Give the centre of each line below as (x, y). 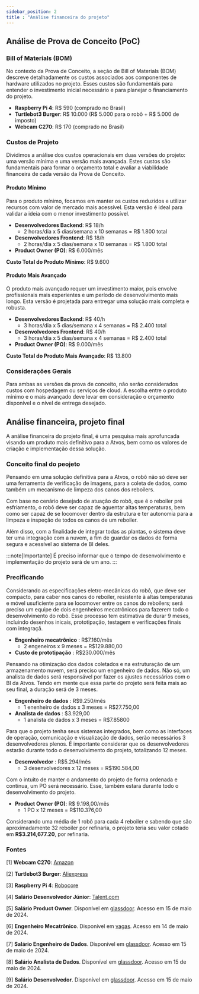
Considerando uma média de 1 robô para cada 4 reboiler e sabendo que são (99, 821)
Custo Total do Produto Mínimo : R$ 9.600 (58, 261)
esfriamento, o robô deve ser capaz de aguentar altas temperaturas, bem (96, 507)
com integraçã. (25, 628)
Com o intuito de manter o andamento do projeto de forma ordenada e (92, 780)
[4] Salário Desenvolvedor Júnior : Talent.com (63, 897)
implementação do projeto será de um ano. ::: (62, 562)
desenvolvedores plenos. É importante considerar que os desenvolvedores (98, 744)
